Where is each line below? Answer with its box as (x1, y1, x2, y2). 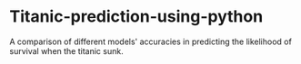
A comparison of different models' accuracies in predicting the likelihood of (9, 36, 293, 47)
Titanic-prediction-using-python (9, 6, 264, 27)
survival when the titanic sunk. (9, 45, 125, 56)
